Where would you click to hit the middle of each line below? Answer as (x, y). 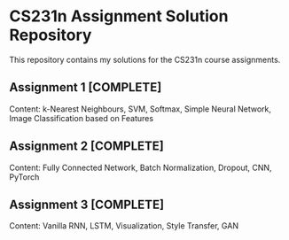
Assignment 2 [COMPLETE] (86, 147)
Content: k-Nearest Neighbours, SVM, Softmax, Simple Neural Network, (141, 109)
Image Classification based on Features (81, 118)
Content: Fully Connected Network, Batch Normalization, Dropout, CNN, (141, 167)
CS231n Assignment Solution (119, 16)
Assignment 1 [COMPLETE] (86, 87)
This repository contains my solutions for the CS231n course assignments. (145, 59)
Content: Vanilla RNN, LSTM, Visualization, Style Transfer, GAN (124, 226)
